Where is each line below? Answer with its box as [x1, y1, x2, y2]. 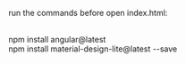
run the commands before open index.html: [8, 8, 168, 18]
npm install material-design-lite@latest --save [8, 43, 178, 54]
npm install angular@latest [8, 35, 106, 44]
